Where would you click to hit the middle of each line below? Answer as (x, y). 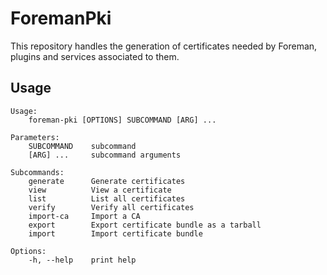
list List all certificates (107, 198)
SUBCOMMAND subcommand (82, 146)
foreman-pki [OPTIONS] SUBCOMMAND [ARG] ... (122, 120)
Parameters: (35, 137)
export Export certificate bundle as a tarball (145, 225)
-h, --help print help (82, 260)
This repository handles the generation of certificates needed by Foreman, (164, 46)
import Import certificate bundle (115, 233)
